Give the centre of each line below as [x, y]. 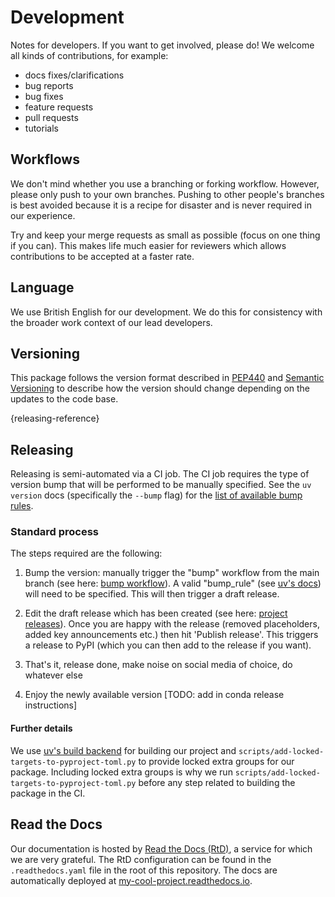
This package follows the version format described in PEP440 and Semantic [167, 378]
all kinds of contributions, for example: [89, 55]
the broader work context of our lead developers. [111, 322]
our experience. [43, 215]
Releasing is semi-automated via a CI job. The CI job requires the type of [160, 474]
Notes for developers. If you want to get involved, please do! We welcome [162, 45]
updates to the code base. [64, 399]
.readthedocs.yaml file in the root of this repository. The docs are [144, 870]
